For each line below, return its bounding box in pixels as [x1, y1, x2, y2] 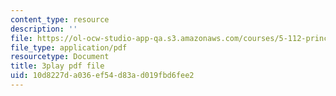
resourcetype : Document [10, 52, 110, 62]
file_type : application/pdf [10, 42, 128, 53]
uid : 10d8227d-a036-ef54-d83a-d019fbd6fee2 [10, 71, 195, 81]
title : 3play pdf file [10, 61, 105, 71]
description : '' [10, 24, 78, 34]
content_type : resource [10, 14, 110, 25]
